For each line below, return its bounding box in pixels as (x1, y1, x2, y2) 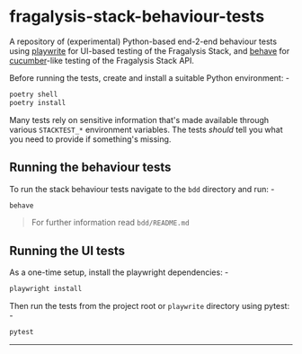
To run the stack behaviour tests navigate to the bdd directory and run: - (9, 183, 275, 194)
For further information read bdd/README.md (31, 217, 191, 228)
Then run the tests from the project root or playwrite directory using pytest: (9, 301, 290, 312)
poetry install (9, 98, 67, 107)
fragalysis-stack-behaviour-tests (9, 6, 265, 27)
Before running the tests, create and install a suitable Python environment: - (9, 72, 290, 83)
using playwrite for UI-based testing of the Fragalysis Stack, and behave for (9, 45, 290, 56)
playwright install (9, 285, 83, 294)
